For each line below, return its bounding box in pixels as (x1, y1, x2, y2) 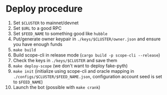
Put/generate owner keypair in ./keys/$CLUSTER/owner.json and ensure (13, 36, 161, 42)
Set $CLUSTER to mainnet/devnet (13, 20, 79, 26)
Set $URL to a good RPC (13, 25, 62, 31)
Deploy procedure (6, 3, 83, 15)
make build (13, 47, 36, 53)
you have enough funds (13, 41, 63, 47)
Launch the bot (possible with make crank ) (13, 84, 100, 90)
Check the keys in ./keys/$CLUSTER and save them (13, 57, 118, 63)
